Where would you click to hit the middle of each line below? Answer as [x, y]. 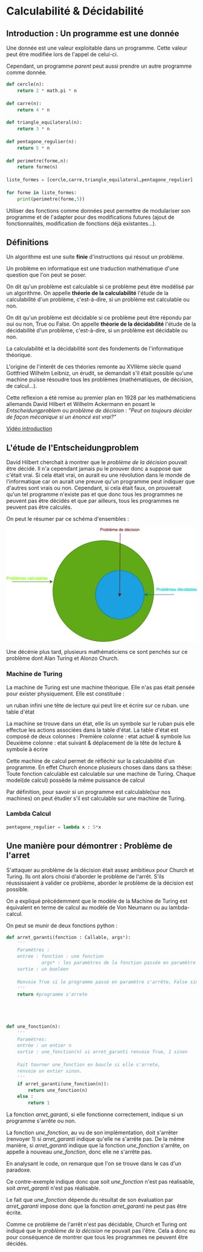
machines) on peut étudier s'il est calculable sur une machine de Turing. [96, 798]
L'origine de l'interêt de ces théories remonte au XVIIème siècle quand [94, 367]
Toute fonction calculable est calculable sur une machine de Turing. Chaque [101, 773]
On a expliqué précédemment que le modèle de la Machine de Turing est [97, 901]
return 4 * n [34, 110]
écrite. [14, 1213]
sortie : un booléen [43, 969]
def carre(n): [24, 103]
